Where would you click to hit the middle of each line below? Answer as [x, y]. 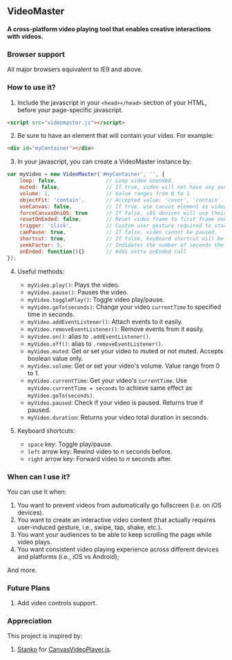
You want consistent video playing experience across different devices [118, 549]
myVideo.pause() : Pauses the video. [78, 292]
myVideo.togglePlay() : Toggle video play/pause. [96, 299]
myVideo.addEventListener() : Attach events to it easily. [105, 321]
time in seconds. [51, 314]
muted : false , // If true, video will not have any [117, 187]
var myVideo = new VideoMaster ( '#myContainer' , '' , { [86, 175]
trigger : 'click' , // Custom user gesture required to [116, 226]
